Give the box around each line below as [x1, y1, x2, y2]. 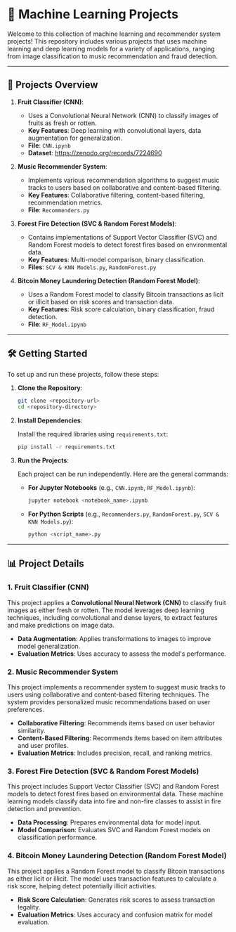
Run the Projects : [17, 456, 69, 465]
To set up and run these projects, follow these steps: [7, 370, 159, 378]
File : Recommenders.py [27, 205, 90, 214]
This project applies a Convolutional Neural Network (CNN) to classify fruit [7, 598, 226, 607]
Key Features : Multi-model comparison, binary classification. [27, 255, 206, 264]
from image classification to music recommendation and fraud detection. [7, 52, 218, 60]
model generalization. [17, 642, 81, 650]
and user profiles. [17, 741, 69, 749]
